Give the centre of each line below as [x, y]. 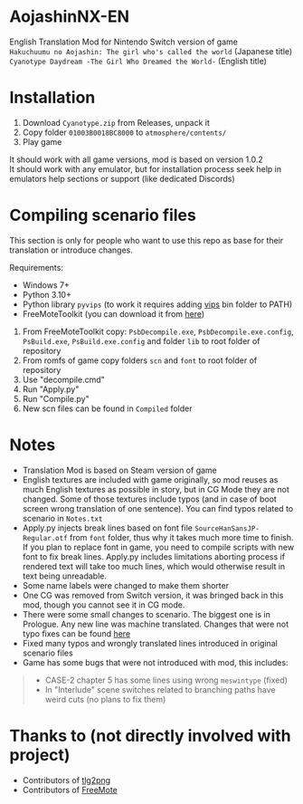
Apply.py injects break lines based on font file [107, 528]
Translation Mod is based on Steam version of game [119, 470]
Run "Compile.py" [56, 398]
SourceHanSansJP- [227, 528]
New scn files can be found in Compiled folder [107, 408]
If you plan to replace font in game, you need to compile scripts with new [158, 547]
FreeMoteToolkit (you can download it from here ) [114, 313]
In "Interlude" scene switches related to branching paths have [160, 689]
